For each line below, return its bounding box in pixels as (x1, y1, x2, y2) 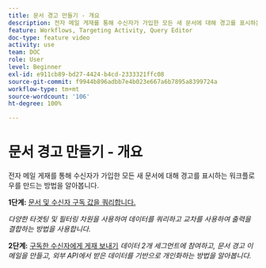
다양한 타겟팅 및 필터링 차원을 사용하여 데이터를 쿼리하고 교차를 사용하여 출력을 (8, 214, 252, 224)
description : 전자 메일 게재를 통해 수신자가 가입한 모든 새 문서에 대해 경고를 (8, 19, 237, 27)
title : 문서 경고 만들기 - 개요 (8, 11, 101, 20)
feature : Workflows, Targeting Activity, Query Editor (8, 26, 193, 34)
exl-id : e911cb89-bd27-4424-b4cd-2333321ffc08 (8, 70, 165, 78)
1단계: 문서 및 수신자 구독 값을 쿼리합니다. (8, 198, 136, 207)
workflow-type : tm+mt (8, 85, 80, 93)
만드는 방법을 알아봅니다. (22, 181, 100, 191)
